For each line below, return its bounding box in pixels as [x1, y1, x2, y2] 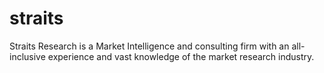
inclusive [9, 50, 46, 62]
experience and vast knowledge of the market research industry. [47, 50, 315, 62]
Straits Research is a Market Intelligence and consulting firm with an [9, 40, 290, 52]
